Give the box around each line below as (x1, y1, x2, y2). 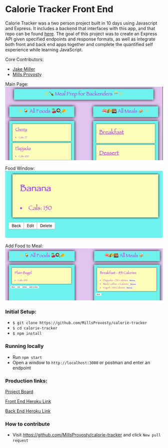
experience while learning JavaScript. (5, 47, 83, 53)
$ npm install (12, 331, 42, 336)
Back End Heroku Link (5, 408, 51, 414)
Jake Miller (12, 66, 35, 72)
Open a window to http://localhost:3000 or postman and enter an (12, 359, 150, 365)
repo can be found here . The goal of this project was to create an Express (5, 31, 157, 37)
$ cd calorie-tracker (12, 326, 57, 331)
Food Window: (5, 165, 35, 171)
